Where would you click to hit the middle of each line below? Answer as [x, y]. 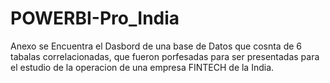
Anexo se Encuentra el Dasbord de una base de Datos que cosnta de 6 [156, 46]
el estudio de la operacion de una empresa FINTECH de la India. [142, 67]
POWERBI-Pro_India [95, 18]
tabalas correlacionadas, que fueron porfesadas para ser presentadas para [165, 56]
